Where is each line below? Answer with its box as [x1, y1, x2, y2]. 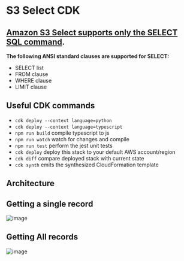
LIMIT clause [14, 83, 47, 90]
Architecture [6, 178, 55, 189]
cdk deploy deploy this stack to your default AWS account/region [14, 148, 176, 156]
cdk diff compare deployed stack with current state [14, 154, 144, 162]
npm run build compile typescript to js [14, 129, 110, 136]
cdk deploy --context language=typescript [14, 124, 123, 130]
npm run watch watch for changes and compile [14, 135, 130, 142]
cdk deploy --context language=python [14, 117, 112, 123]
